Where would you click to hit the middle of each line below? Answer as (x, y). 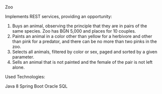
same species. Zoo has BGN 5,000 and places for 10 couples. (74, 31)
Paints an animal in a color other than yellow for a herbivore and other (82, 36)
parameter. (23, 57)
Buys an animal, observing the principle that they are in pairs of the (80, 26)
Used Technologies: (25, 77)
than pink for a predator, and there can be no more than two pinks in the (84, 41)
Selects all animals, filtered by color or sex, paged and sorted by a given (85, 52)
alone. (18, 67)
